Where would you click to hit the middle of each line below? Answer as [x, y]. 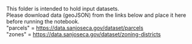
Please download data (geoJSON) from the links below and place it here [96, 15]
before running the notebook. [43, 21]
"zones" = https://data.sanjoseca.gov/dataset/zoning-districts [84, 34]
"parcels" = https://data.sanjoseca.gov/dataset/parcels [75, 28]
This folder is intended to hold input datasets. [63, 9]
